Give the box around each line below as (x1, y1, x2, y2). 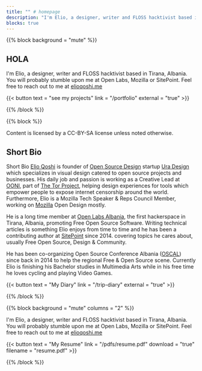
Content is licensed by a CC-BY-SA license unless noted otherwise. (6, 129, 174, 137)
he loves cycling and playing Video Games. (6, 269, 113, 276)
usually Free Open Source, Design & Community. (6, 238, 127, 246)
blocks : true (6, 20, 39, 26)
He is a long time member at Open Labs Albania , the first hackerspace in (6, 213, 186, 220)
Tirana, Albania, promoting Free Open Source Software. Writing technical (6, 219, 187, 226)
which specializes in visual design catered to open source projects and (6, 169, 182, 176)
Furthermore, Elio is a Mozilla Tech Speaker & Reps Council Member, (6, 195, 176, 202)
